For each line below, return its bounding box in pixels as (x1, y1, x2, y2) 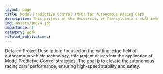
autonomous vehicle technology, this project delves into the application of (5, 53, 153, 58)
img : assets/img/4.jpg (5, 20, 51, 26)
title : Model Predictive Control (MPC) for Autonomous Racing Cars (5, 12, 145, 17)
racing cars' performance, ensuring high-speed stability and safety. (5, 63, 141, 69)
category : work (5, 30, 36, 35)
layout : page (5, 7, 32, 12)
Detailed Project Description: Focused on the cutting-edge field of (5, 47, 137, 54)
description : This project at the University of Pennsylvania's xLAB (5, 16, 149, 21)
